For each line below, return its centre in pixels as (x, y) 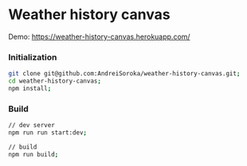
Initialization (33, 57)
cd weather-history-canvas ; (55, 81)
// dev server (32, 125)
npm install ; (30, 88)
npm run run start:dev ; (48, 133)
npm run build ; (33, 154)
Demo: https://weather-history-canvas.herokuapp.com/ (99, 37)
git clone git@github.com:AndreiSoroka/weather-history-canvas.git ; (124, 74)
